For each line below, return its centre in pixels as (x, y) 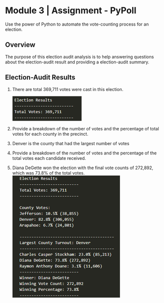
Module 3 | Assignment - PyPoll (71, 11)
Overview (20, 45)
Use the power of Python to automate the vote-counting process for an (77, 24)
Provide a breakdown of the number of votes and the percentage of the (84, 153)
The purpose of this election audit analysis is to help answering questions (80, 57)
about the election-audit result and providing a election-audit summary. (77, 62)
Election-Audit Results (40, 77)
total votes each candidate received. (49, 158)
